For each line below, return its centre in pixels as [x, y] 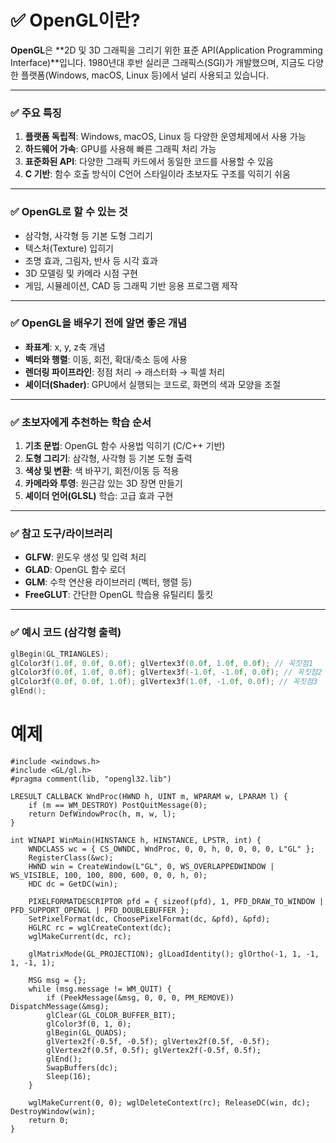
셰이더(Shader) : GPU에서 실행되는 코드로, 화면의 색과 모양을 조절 [153, 384]
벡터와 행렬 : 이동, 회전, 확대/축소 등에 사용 [106, 359]
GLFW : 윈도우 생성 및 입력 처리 [85, 557]
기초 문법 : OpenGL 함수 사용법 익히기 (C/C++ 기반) [125, 446]
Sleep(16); [69, 1077]
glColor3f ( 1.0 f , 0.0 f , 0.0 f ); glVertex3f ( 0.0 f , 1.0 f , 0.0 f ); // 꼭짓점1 [162, 663]
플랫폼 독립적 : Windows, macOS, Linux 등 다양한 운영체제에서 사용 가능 [165, 137]
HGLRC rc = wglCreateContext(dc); [100, 928]
